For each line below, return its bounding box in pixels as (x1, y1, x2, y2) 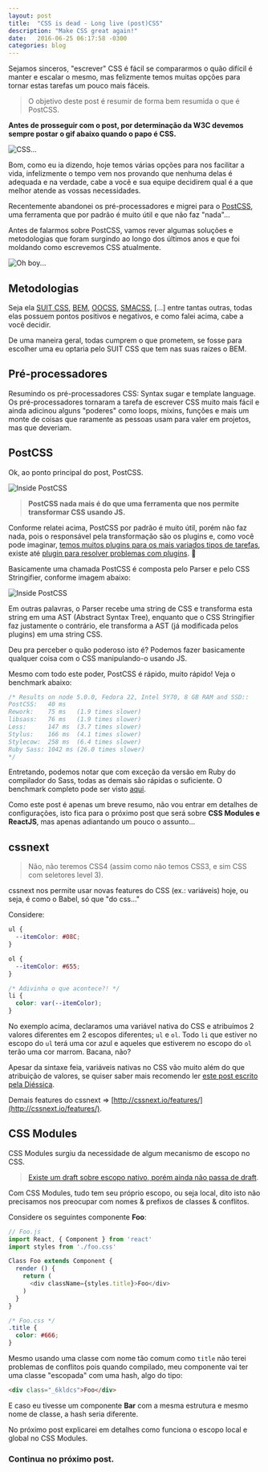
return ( (22, 1272, 52, 1281)
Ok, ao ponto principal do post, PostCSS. (8, 467, 144, 477)
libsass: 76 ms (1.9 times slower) (8, 715, 142, 724)
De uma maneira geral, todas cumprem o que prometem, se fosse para (8, 335, 242, 345)
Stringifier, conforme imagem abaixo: (8, 572, 131, 582)
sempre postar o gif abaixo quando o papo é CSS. (8, 129, 177, 139)
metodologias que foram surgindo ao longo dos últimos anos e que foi (8, 234, 241, 244)
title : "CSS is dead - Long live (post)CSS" (8, 19, 163, 27)
